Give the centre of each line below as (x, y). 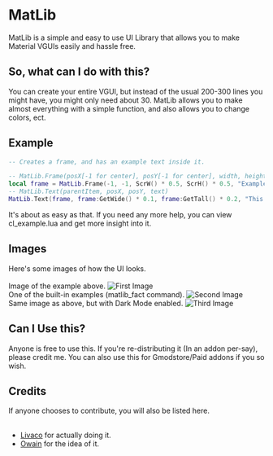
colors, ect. (27, 117)
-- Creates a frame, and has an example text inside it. (107, 162)
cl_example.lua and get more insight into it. (80, 223)
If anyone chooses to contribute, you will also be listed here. (109, 411)
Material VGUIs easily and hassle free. (72, 46)
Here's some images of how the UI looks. (77, 268)
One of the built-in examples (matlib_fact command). (97, 294)
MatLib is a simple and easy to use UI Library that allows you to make (124, 37)
